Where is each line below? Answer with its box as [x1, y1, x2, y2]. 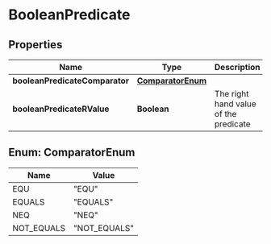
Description [214, 62, 261, 72]
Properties [8, 38, 63, 52]
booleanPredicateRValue [12, 103, 110, 114]
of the [214, 109, 237, 119]
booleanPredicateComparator [12, 75, 129, 86]
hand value [214, 98, 256, 110]
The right [214, 89, 249, 99]
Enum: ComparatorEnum [8, 146, 135, 159]
